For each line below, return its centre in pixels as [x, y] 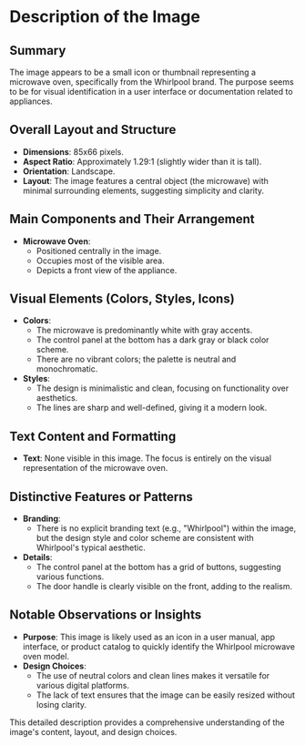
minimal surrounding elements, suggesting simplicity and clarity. [143, 190]
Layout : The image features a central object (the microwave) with [145, 180]
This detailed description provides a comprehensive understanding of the [147, 722]
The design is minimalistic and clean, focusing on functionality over [163, 388]
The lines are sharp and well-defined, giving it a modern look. [152, 408]
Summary [38, 51]
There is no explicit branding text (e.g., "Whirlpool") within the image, [166, 528]
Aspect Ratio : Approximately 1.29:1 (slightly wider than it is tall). [142, 161]
